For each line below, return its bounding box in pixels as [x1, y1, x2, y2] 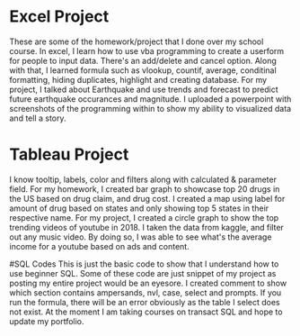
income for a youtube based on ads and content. [9, 241, 190, 251]
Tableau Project [9, 144, 129, 165]
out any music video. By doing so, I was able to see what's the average [9, 232, 272, 242]
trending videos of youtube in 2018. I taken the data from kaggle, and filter [9, 222, 285, 232]
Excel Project [9, 6, 110, 27]
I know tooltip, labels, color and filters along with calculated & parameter [9, 174, 277, 185]
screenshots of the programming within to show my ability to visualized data [9, 103, 292, 114]
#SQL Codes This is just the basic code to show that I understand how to [9, 259, 279, 269]
